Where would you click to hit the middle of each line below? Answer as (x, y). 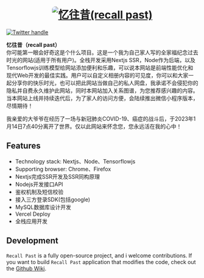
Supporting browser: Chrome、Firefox (63, 169)
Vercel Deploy (33, 214)
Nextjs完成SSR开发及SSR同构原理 (58, 176)
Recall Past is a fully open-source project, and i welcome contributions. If (99, 255)
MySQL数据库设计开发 (43, 207)
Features (23, 146)
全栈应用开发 (31, 221)
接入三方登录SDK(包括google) (52, 199)
